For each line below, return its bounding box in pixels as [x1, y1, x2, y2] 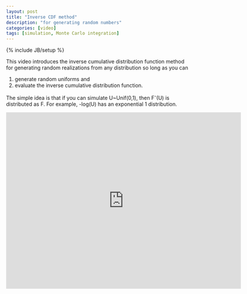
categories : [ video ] [6, 25, 57, 31]
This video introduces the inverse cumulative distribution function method [6, 58, 185, 65]
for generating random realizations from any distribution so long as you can [6, 64, 189, 71]
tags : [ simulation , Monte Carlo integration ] [6, 31, 119, 36]
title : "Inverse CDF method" [6, 14, 77, 20]
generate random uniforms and [14, 76, 90, 83]
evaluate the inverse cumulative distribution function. [14, 82, 143, 89]
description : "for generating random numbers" [6, 19, 122, 25]
